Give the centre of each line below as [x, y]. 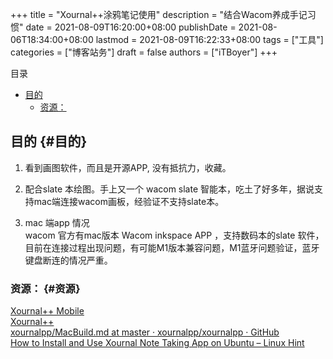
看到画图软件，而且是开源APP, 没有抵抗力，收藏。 [128, 167]
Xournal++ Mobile [47, 311]
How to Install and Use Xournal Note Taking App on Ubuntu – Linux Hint [157, 343]
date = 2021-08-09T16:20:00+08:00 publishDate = [131, 27]
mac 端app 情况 [57, 222]
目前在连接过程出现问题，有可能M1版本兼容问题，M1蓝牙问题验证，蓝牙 [172, 247]
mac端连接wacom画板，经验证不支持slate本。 [129, 201]
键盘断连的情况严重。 [68, 260]
